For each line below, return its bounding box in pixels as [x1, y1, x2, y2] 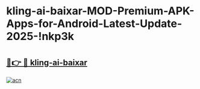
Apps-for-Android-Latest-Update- [6, 17, 183, 30]
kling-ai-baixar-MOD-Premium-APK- [6, 4, 195, 18]
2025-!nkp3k [6, 30, 74, 43]
